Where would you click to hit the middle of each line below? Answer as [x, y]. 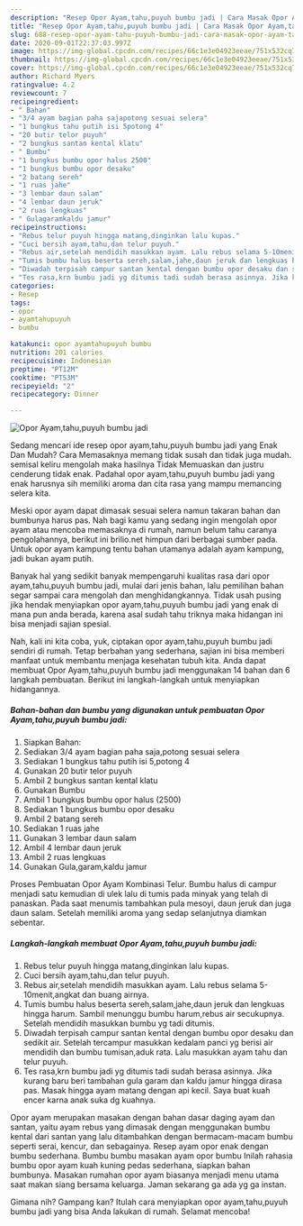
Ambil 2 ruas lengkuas [64, 857]
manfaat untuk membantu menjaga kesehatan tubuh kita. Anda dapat [138, 661]
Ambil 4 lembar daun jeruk [72, 847]
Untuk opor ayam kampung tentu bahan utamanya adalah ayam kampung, [147, 549]
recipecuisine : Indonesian [61, 361]
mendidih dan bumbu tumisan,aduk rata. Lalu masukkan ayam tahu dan [156, 1052]
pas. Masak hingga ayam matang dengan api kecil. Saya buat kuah [147, 1091]
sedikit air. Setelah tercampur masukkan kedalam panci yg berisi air [148, 1043]
